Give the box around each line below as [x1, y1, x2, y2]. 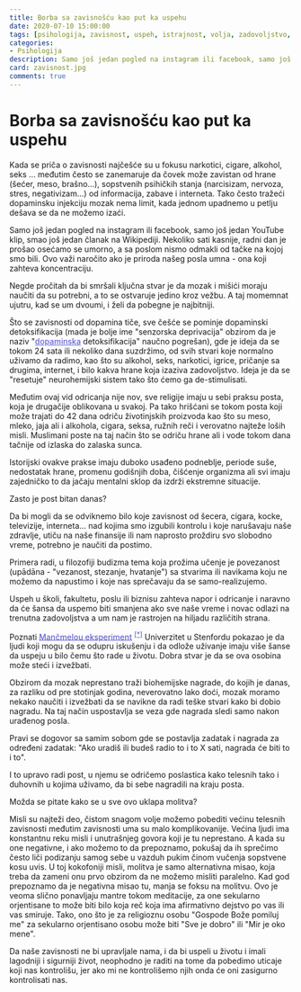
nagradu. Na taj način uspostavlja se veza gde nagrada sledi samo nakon [9, 706, 280, 717]
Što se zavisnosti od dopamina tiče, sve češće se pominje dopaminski [9, 317, 269, 327]
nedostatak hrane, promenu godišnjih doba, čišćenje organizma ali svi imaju [9, 466, 290, 477]
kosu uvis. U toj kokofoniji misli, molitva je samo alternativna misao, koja [9, 862, 276, 872]
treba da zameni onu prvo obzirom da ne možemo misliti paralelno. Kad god [9, 871, 290, 882]
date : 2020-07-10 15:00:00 [9, 22, 111, 31]
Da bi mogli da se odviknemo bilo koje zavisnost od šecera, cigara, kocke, [9, 510, 283, 522]
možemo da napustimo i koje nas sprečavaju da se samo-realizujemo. [9, 576, 268, 586]
